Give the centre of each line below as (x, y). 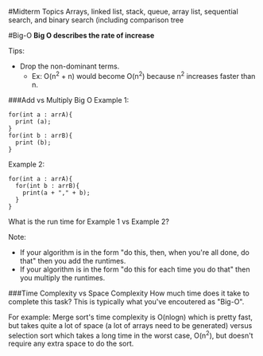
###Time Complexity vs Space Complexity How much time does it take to (129, 293)
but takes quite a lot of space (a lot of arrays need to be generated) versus (130, 325)
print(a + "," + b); (56, 193)
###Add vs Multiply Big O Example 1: (69, 100)
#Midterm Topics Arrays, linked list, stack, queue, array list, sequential (123, 12)
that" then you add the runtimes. (73, 260)
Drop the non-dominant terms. (70, 66)
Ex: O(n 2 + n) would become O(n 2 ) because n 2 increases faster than (143, 75)
